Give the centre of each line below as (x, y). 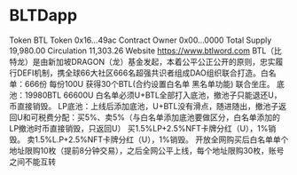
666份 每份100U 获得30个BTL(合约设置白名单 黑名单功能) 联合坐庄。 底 (155, 84)
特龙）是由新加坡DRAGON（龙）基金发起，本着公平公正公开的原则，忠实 (142, 61)
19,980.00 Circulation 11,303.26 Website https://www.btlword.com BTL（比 (145, 51)
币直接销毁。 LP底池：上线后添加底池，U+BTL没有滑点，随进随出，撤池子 (144, 106)
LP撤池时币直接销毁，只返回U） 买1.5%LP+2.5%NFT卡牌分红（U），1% (139, 128)
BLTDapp (43, 16)
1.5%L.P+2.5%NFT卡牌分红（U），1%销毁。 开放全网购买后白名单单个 (161, 139)
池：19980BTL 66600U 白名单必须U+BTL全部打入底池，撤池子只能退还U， (145, 95)
